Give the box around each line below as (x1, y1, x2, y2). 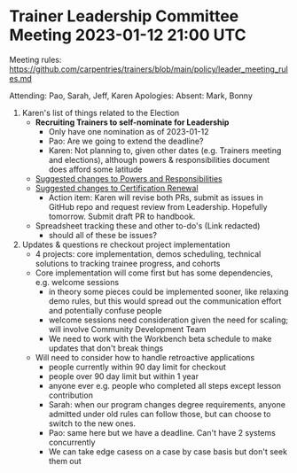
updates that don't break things (48, 343, 164, 353)
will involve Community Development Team (48, 323, 207, 334)
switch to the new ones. (48, 418, 136, 429)
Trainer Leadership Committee (9, 6, 239, 27)
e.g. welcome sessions (35, 276, 120, 287)
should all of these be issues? (48, 229, 158, 240)
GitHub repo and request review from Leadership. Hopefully (48, 201, 268, 212)
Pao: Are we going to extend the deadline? (48, 136, 204, 146)
